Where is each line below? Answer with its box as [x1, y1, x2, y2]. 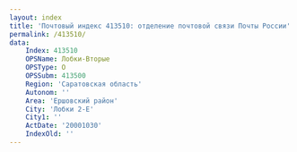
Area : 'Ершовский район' [25, 96, 118, 106]
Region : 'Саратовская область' [25, 80, 143, 89]
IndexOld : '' [25, 130, 74, 139]
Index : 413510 [25, 46, 78, 55]
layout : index [9, 13, 63, 22]
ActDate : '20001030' [25, 122, 102, 131]
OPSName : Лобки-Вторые [25, 55, 110, 63]
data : [9, 38, 30, 47]
